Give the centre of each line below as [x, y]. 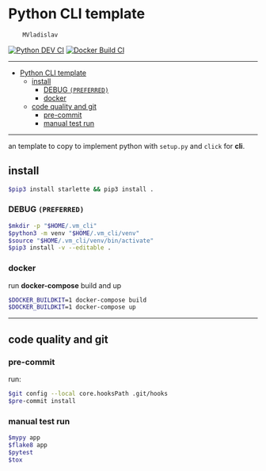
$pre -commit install [42, 401]
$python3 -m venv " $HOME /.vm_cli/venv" [74, 233]
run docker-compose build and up [65, 285]
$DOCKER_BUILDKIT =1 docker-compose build [78, 300]
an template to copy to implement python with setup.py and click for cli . [127, 146]
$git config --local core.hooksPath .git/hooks [88, 394]
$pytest [21, 452]
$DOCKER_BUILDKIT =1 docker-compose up [72, 307]
